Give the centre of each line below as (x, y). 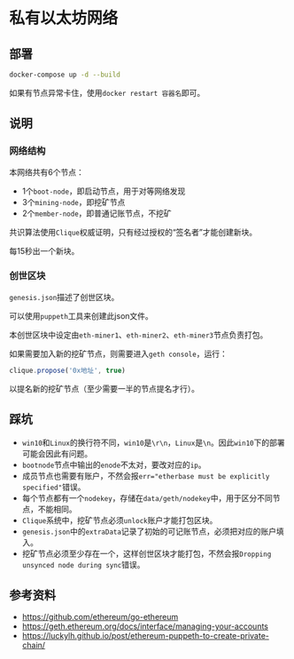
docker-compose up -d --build (65, 75)
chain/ (34, 646)
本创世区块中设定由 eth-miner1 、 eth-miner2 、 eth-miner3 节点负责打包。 (139, 335)
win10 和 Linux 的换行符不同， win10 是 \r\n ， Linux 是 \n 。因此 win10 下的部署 (153, 442)
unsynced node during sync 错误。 (83, 564)
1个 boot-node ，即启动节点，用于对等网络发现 (104, 191)
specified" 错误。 (54, 487)
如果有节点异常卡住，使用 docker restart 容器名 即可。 (107, 92)
